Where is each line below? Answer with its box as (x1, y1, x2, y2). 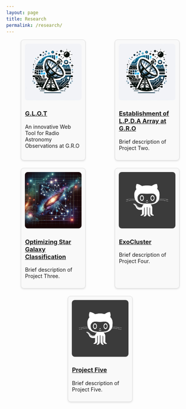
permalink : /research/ (6, 22, 63, 28)
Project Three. (24, 272, 60, 280)
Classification (24, 253, 67, 261)
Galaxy (24, 245, 46, 253)
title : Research (6, 16, 46, 22)
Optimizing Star (24, 238, 72, 246)
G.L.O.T (24, 109, 48, 118)
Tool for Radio (24, 129, 60, 137)
